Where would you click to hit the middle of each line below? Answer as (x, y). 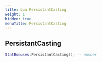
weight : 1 (15, 14)
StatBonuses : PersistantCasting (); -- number (51, 55)
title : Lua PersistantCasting (36, 10)
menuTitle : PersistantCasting (36, 23)
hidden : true (18, 19)
